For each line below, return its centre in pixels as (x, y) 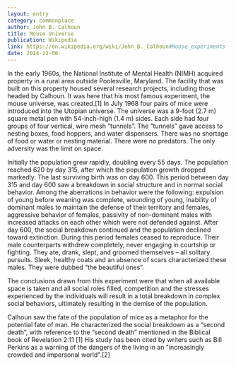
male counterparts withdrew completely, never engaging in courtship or (112, 244)
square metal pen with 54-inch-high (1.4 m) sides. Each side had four (108, 118)
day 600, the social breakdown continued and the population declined (109, 230)
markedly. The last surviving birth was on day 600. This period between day (118, 177)
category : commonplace (41, 20)
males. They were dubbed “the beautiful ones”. (76, 267)
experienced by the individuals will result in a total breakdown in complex (114, 296)
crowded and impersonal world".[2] (59, 355)
